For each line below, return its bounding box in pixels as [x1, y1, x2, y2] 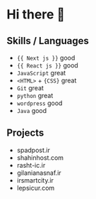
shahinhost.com [16, 153, 64, 162]
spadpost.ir [16, 146, 50, 154]
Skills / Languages [6, 35, 90, 47]
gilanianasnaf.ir [16, 168, 61, 177]
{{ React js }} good [16, 61, 78, 70]
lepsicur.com [16, 183, 55, 192]
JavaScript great [16, 69, 66, 77]
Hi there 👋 [6, 6, 65, 23]
